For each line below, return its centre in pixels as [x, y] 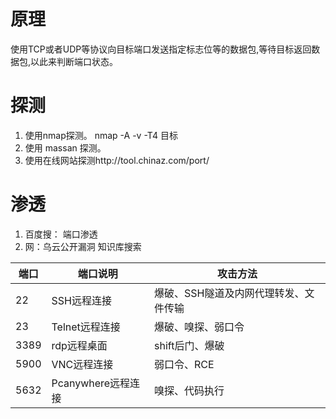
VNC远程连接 [82, 364]
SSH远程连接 [81, 300]
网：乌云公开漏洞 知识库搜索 [83, 246]
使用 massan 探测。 [65, 147]
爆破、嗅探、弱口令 [199, 327]
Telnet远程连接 [86, 327]
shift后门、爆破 [189, 345]
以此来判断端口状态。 [74, 61]
